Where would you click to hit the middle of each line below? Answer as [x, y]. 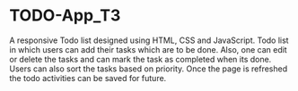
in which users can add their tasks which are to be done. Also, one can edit [148, 49]
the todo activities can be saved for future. [88, 78]
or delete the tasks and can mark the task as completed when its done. [140, 59]
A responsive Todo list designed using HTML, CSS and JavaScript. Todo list [149, 40]
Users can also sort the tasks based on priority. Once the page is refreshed [149, 69]
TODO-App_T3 [65, 16]
